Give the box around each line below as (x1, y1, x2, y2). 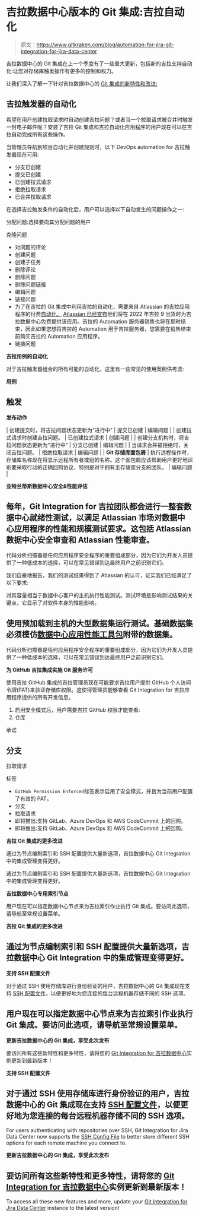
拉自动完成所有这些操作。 (6, 131, 69, 138)
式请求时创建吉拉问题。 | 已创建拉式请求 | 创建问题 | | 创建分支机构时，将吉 (6, 434, 190, 441)
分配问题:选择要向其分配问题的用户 (6, 218, 91, 226)
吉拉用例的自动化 (6, 353, 48, 360)
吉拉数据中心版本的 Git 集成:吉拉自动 (6, 5, 185, 19)
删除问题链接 (14, 280, 46, 288)
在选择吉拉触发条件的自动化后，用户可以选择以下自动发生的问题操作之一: (6, 205, 185, 213)
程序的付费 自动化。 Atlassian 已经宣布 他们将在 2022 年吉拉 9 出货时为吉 (14, 310, 192, 318)
